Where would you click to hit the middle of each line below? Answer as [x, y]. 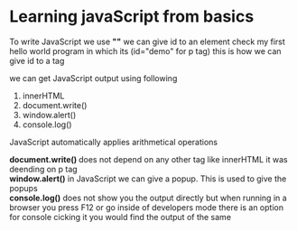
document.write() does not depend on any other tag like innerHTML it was [148, 159]
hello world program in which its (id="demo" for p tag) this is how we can [145, 51]
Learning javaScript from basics [132, 17]
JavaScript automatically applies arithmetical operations [114, 142]
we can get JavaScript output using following [93, 78]
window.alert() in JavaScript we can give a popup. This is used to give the [148, 179]
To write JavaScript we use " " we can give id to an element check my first [148, 42]
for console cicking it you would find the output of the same [121, 217]
